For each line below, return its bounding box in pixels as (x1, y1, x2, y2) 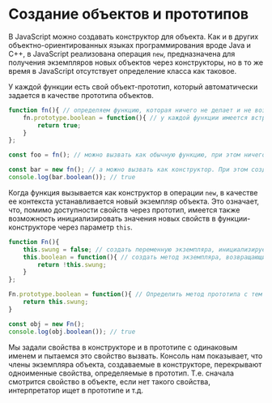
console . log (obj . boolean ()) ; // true (8, 328, 136, 336)
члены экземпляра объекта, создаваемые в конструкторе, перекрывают (8, 359, 262, 369)
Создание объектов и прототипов (8, 5, 249, 24)
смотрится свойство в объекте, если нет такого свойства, (8, 376, 210, 386)
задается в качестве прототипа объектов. (8, 90, 154, 100)
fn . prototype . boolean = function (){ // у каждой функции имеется (23, 114, 249, 122)
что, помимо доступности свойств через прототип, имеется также (8, 204, 240, 215)
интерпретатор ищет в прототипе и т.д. (8, 385, 144, 395)
